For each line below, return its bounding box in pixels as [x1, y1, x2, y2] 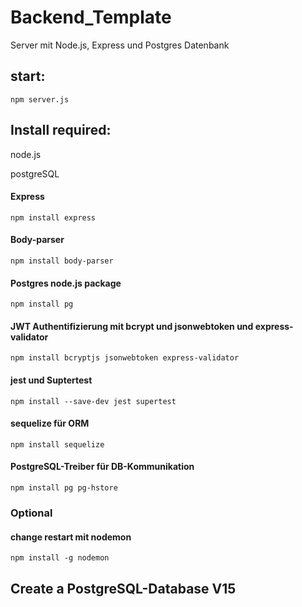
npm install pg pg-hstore [10, 482, 118, 493]
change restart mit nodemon [10, 531, 132, 543]
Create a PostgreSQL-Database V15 [10, 580, 237, 597]
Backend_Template [10, 6, 172, 29]
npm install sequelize [10, 439, 105, 450]
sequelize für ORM [10, 417, 90, 430]
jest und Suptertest [10, 374, 93, 386]
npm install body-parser [10, 256, 114, 266]
